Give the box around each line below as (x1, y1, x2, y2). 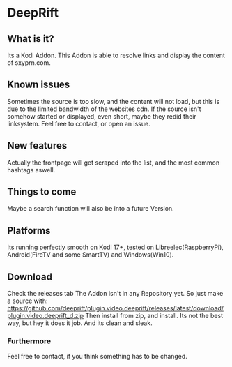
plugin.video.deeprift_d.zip (7, 312, 84, 320)
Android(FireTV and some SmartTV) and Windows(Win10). (7, 250, 174, 259)
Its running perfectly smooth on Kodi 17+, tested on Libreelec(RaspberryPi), (7, 243, 224, 252)
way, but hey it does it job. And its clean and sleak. (7, 319, 153, 327)
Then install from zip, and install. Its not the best (85, 312, 224, 320)
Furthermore (7, 336, 51, 346)
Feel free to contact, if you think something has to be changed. (7, 352, 188, 361)
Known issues (7, 79, 70, 91)
